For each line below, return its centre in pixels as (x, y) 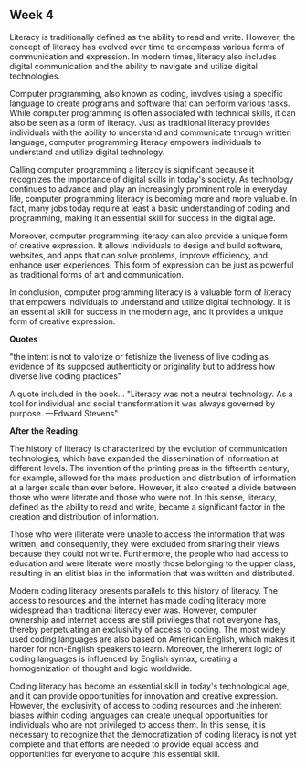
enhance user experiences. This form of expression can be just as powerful (152, 265)
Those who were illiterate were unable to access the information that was (148, 534)
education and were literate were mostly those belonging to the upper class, (153, 563)
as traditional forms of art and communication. (97, 274)
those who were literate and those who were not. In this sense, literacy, (143, 497)
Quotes (24, 339)
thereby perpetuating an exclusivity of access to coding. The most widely (148, 629)
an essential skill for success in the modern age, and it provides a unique (147, 311)
